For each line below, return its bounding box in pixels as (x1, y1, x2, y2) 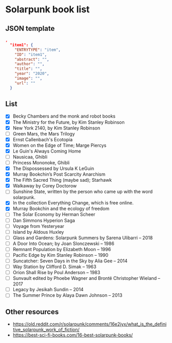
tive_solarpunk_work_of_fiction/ (12, 327, 80, 333)
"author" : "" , (14, 62, 45, 67)
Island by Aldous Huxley (12, 228, 64, 235)
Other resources (5, 307, 59, 316)
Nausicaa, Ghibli (12, 154, 48, 160)
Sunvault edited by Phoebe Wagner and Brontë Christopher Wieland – (12, 275, 161, 281)
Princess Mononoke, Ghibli (12, 159, 70, 165)
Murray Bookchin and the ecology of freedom (12, 205, 109, 212)
